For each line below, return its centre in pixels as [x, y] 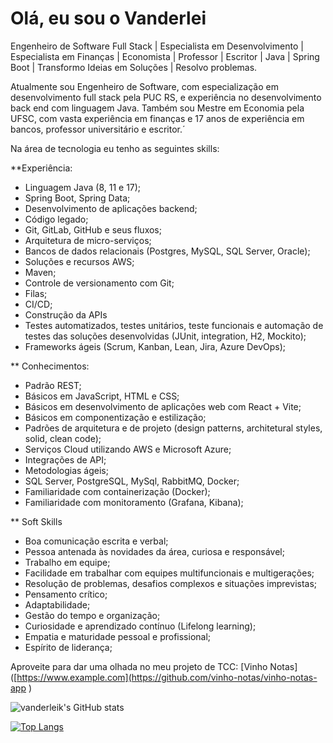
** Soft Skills [36, 521]
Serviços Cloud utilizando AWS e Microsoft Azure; [128, 449]
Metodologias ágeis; [66, 470]
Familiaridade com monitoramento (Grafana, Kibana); [134, 502]
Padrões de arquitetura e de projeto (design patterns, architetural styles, [173, 428]
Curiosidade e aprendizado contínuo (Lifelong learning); [140, 626]
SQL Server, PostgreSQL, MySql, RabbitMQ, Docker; [132, 481]
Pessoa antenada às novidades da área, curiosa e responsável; [154, 551]
